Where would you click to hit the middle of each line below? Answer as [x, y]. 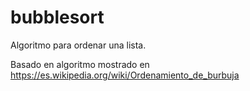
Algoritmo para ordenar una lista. [78, 45]
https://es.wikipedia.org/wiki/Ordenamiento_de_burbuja [125, 75]
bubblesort [57, 17]
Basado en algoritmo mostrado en [80, 64]
